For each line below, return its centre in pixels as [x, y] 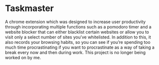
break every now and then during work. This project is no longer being [75, 52]
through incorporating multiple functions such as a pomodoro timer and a [78, 26]
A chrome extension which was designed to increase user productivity [75, 22]
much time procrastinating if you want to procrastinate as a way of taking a [80, 47]
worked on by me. [23, 57]
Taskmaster [30, 8]
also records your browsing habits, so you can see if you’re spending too [78, 42]
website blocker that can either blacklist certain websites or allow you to [77, 32]
